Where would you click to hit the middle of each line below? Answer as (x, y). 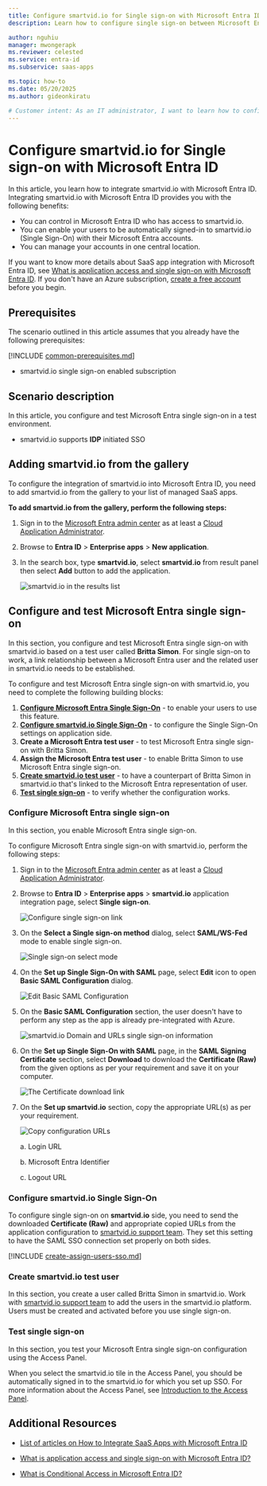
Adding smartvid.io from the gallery (99, 464)
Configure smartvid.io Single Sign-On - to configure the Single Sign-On (139, 724)
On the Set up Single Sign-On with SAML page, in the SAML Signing (133, 1051)
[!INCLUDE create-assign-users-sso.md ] (75, 1257)
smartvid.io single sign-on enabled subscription (98, 371)
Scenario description (61, 396)
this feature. (39, 716)
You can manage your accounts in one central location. (110, 247)
